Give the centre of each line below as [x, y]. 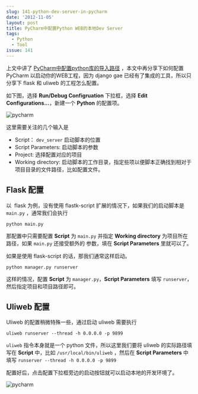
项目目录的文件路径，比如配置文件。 [59, 169]
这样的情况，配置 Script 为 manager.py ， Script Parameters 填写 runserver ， [99, 279]
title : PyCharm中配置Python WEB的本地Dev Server [65, 28]
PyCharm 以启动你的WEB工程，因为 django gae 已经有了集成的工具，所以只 [99, 75]
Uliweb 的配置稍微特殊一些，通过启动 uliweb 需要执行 [71, 322]
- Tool [20, 45]
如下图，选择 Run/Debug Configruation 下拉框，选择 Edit [77, 95]
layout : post [22, 23]
